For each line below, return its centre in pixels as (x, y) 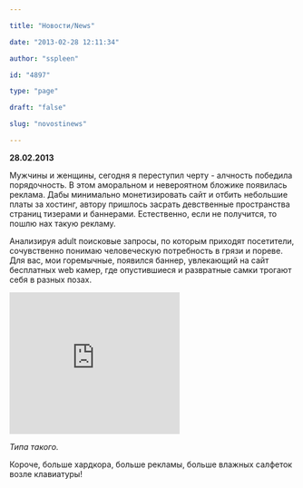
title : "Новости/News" (52, 25)
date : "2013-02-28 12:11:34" (64, 42)
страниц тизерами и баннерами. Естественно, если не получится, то (143, 213)
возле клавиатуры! (46, 473)
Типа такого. (34, 446)
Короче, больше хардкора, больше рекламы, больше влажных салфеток (151, 464)
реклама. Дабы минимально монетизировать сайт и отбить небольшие (149, 194)
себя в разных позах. (51, 279)
